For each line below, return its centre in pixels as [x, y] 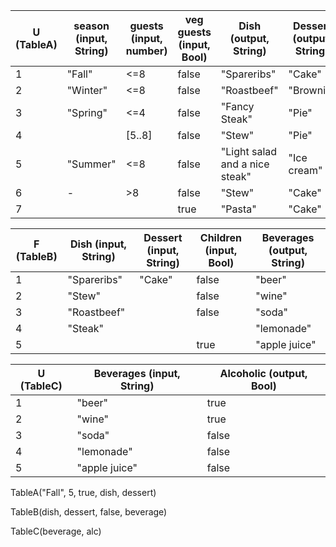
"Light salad [249, 151]
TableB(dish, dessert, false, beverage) [89, 512]
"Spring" [87, 112]
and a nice [245, 164]
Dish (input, [98, 244]
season [91, 26]
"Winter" [87, 90]
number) [146, 51]
